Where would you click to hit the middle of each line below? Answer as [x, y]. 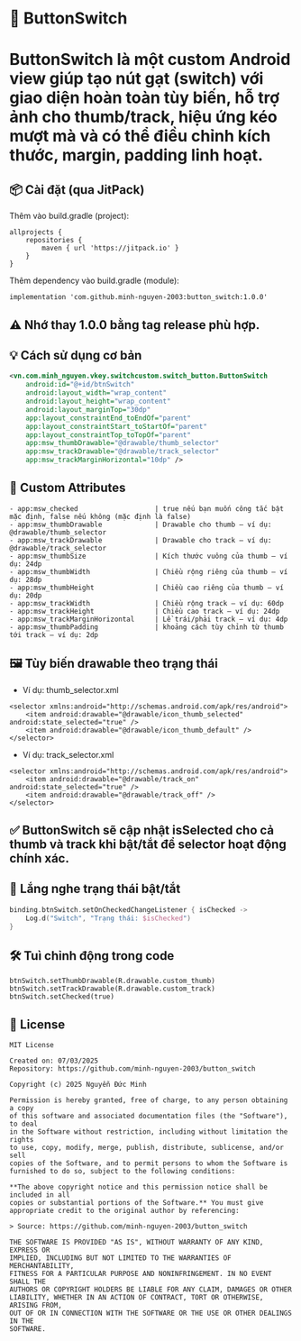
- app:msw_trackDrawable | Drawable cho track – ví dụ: [141, 540]
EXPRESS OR [30, 1250]
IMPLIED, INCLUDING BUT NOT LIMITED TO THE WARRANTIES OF [120, 1258]
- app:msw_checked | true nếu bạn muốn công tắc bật [146, 508]
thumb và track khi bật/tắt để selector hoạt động [148, 845]
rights [22, 1140]
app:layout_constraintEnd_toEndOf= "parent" [109, 418]
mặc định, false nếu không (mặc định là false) [100, 516]
